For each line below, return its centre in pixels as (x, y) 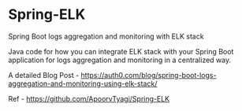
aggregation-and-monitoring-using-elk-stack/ (83, 83)
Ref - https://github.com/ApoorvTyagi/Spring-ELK (89, 98)
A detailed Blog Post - (44, 75)
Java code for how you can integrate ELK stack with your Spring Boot (121, 51)
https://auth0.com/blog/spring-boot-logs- (149, 75)
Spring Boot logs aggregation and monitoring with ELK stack (106, 36)
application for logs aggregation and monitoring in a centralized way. (119, 60)
